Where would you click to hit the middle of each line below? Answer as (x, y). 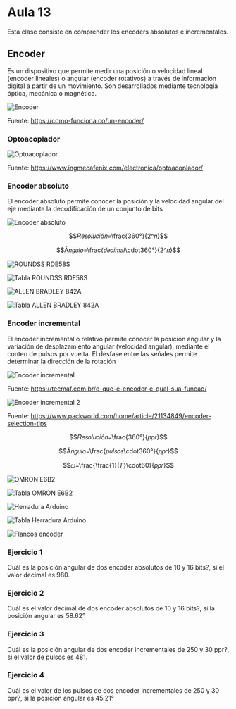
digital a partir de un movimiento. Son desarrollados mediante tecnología (113, 86)
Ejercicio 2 (26, 593)
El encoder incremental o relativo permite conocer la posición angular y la (114, 339)
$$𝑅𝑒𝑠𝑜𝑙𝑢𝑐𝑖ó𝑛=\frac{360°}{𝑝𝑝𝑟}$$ (118, 437)
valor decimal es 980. (39, 575)
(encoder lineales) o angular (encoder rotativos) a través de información (112, 78)
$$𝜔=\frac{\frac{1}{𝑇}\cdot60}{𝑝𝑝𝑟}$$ (118, 465)
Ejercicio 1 (25, 552)
